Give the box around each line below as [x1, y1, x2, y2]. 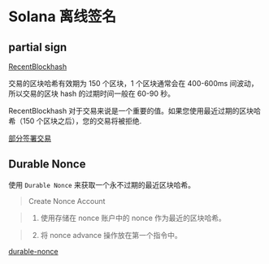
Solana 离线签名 [8, 7, 116, 26]
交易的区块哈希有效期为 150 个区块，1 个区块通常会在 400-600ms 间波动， [8, 79, 258, 88]
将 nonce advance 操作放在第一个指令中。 [40, 230, 183, 240]
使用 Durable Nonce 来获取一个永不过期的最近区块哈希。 [8, 180, 195, 189]
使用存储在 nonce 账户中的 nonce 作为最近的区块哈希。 [40, 213, 226, 223]
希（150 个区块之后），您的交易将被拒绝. [8, 116, 142, 126]
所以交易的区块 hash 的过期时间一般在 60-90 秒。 [8, 89, 176, 98]
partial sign [8, 40, 67, 54]
